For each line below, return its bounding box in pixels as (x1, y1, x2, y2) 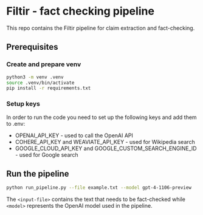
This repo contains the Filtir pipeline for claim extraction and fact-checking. (6, 24, 195, 32)
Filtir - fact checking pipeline (6, 4, 155, 18)
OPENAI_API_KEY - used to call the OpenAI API (15, 132, 134, 139)
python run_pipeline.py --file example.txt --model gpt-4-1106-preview (6, 185, 191, 191)
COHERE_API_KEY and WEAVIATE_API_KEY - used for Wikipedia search (15, 138, 196, 145)
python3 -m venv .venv (6, 74, 64, 80)
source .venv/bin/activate (6, 80, 75, 86)
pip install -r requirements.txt (6, 85, 91, 92)
